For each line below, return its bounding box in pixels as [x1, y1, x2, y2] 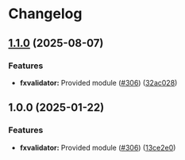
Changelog [8, 5, 83, 23]
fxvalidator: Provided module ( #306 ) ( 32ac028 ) [19, 78, 178, 87]
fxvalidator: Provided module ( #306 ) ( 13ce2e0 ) [19, 143, 176, 152]
